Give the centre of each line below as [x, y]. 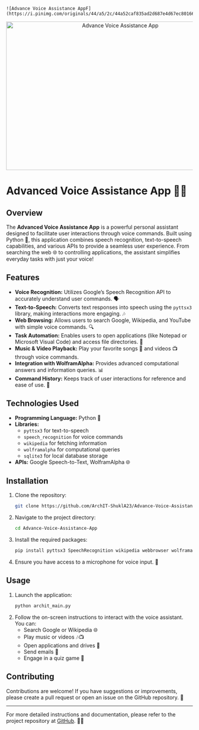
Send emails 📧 [41, 652]
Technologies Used [42, 404]
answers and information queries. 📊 [59, 370]
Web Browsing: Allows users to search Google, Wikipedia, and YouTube [103, 320]
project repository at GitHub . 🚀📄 [45, 720]
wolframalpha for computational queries [72, 449]
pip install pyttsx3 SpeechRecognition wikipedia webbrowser [92, 551]
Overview [25, 213]
